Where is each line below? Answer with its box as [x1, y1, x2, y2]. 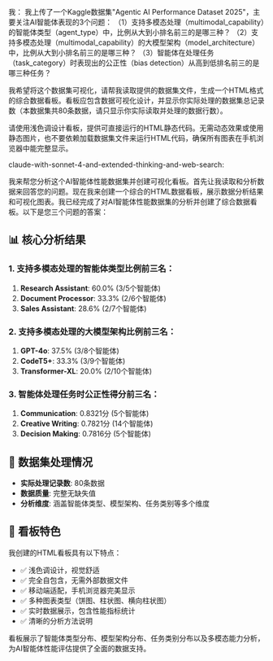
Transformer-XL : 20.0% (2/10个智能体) [19, 366, 153, 376]
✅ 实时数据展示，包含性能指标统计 [19, 606, 136, 615]
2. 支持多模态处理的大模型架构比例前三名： [8, 326, 176, 337]
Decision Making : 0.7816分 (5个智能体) [19, 429, 152, 439]
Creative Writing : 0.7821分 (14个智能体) [19, 418, 154, 429]
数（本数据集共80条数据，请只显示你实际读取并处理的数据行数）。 [8, 106, 227, 116]
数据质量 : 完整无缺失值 [19, 488, 96, 498]
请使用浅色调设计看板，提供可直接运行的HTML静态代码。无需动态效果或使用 [8, 123, 264, 133]
